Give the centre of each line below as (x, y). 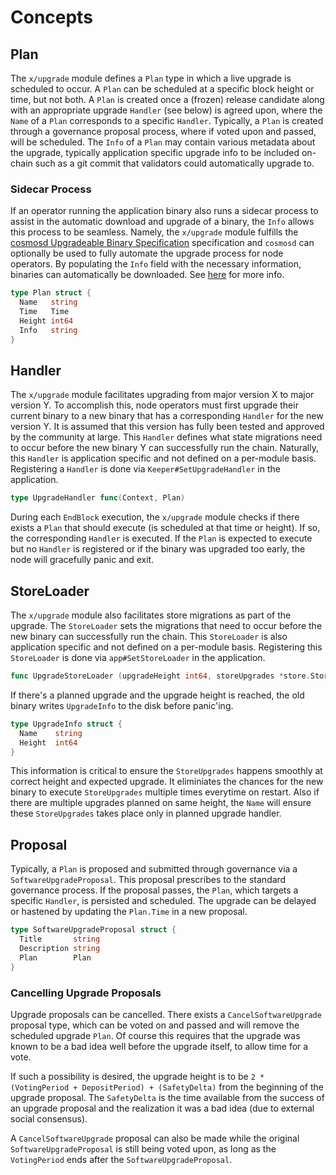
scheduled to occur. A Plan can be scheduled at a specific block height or (162, 89)
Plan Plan (55, 957)
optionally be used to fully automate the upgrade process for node (147, 253)
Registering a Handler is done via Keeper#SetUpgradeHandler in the (145, 469)
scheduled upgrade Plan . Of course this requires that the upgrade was (155, 1035)
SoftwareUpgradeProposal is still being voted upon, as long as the (143, 1148)
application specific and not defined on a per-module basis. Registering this (166, 647)
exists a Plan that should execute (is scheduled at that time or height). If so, (165, 528)
